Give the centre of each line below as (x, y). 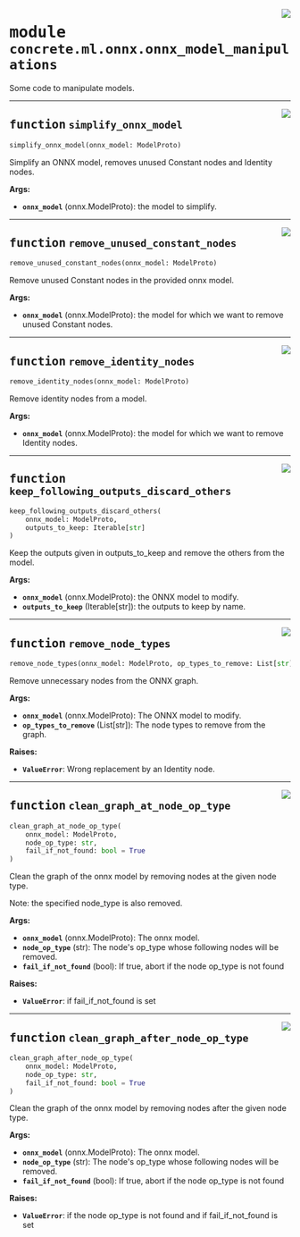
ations (33, 65)
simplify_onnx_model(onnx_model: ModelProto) (95, 145)
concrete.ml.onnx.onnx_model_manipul (150, 50)
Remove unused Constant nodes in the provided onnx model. (122, 281)
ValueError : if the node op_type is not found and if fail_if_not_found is (150, 1216)
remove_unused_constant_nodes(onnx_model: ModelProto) (113, 264)
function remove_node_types (90, 643)
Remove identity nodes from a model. (78, 399)
